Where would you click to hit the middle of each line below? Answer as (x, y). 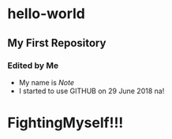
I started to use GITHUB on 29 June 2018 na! (92, 91)
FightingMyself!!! (65, 123)
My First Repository (57, 43)
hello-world (47, 14)
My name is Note (46, 82)
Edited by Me (33, 66)
